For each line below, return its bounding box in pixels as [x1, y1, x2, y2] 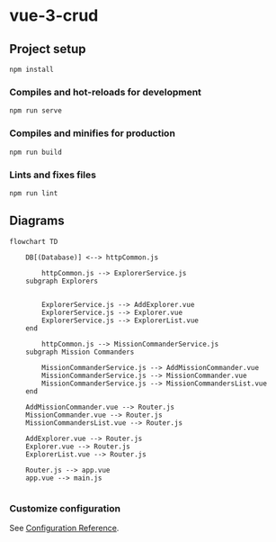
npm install [9, 65, 54, 74]
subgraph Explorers [25, 276, 99, 285]
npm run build [9, 148, 63, 157]
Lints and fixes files [9, 168, 97, 181]
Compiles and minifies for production [9, 127, 175, 140]
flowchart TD [9, 237, 58, 246]
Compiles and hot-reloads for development [9, 86, 202, 98]
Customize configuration [9, 501, 121, 514]
